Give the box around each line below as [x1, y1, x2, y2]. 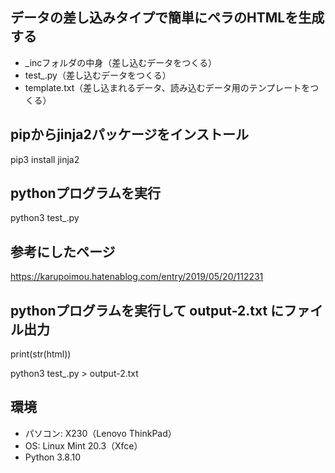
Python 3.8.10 [24, 451, 82, 463]
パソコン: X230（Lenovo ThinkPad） [24, 427, 177, 439]
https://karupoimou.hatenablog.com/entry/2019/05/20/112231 [10, 271, 264, 283]
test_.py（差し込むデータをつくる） [24, 69, 172, 81]
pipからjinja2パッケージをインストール [10, 126, 249, 143]
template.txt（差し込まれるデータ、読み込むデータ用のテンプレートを [24, 81, 311, 93]
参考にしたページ [10, 243, 116, 260]
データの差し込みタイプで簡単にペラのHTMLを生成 [10, 9, 325, 27]
